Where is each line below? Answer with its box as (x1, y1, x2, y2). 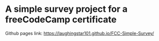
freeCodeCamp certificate (5, 14, 116, 25)
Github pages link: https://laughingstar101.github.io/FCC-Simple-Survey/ (5, 30, 154, 36)
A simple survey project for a (5, 3, 127, 15)
